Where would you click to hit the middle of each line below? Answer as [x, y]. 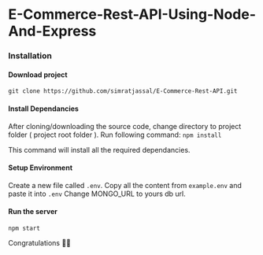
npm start [24, 228]
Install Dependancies [43, 109]
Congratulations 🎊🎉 [40, 242]
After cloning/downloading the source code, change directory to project [125, 126]
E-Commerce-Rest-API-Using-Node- [132, 15]
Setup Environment [41, 168]
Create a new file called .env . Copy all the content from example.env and [125, 185]
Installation [30, 56]
